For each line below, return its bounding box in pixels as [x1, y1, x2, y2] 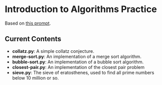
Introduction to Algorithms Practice [5, 4, 157, 15]
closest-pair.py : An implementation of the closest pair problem [12, 64, 145, 70]
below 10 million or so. [12, 74, 59, 81]
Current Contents [5, 35, 61, 43]
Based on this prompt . [5, 20, 51, 26]
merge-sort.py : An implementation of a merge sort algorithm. [12, 53, 142, 59]
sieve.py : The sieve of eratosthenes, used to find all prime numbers [12, 69, 154, 75]
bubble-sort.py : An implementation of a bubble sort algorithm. [12, 59, 144, 65]
